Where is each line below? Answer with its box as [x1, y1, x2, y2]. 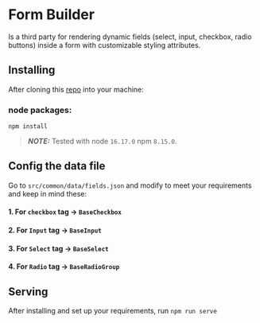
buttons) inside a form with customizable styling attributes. [8, 40, 201, 49]
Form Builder [8, 6, 95, 24]
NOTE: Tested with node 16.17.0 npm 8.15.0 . [27, 137, 177, 146]
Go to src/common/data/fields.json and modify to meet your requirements [8, 181, 252, 190]
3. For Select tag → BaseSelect [8, 243, 109, 253]
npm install [8, 123, 48, 130]
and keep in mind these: [8, 189, 87, 198]
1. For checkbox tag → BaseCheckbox [8, 207, 122, 216]
